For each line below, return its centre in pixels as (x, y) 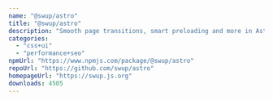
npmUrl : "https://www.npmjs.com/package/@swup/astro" (102, 61)
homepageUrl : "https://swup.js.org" (70, 76)
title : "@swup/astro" (45, 23)
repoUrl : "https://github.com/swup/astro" (81, 69)
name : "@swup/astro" (43, 16)
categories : (28, 38)
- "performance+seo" (50, 53)
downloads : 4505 (36, 83)
